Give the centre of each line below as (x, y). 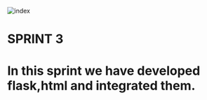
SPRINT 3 (35, 39)
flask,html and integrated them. (101, 86)
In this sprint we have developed (104, 71)
